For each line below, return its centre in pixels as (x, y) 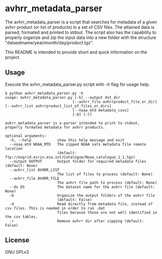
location (14, 148)
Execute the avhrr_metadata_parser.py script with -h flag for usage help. (78, 84)
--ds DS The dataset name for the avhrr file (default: (82, 187)
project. (13, 57)
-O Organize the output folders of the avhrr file (82, 195)
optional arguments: (26, 136)
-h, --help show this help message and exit (67, 140)
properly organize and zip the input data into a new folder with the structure (81, 37)
